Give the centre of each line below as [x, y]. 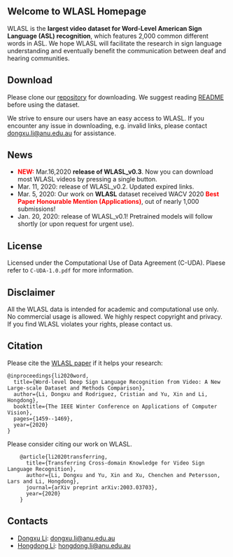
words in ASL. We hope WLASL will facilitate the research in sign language [115, 43]
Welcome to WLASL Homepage [77, 12]
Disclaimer [31, 293]
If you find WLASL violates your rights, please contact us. [90, 324]
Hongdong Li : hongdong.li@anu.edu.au [74, 545]
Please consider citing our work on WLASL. [70, 443]
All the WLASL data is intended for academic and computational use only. [113, 309]
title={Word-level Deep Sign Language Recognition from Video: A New [117, 382]
